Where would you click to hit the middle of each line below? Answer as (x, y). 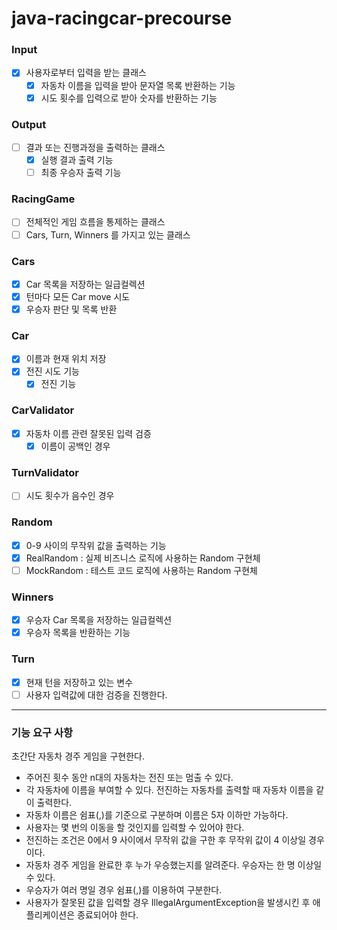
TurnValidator (45, 472)
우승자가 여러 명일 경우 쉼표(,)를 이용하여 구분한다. (124, 889)
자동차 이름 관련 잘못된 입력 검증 (88, 433)
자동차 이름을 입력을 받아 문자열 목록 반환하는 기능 (138, 85)
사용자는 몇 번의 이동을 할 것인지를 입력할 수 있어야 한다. (135, 827)
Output (29, 124)
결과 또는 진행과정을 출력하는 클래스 (95, 147)
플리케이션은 (50, 914)
